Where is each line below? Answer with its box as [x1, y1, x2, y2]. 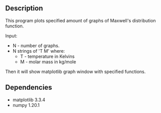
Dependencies [5, 83, 52, 92]
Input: [5, 32, 18, 39]
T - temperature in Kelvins [20, 53, 75, 59]
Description [5, 4, 43, 13]
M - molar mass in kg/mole [20, 58, 76, 65]
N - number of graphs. [12, 43, 60, 49]
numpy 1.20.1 [12, 102, 39, 108]
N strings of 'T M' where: [12, 48, 65, 54]
